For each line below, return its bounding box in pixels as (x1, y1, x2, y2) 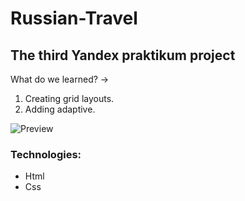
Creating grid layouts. (24, 93, 115, 104)
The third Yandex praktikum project (10, 47, 236, 64)
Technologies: (10, 147, 82, 161)
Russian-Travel (10, 7, 138, 30)
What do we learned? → (10, 73, 110, 85)
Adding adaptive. (24, 103, 96, 115)
